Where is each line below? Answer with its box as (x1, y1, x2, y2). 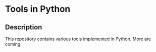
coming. (5, 41, 22, 47)
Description (5, 23, 42, 31)
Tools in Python (5, 3, 71, 15)
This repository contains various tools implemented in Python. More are (5, 36, 151, 42)
